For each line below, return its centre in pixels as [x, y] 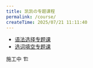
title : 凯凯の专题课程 [31, 11]
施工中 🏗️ [18, 59]
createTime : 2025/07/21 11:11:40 [47, 22]
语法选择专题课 [32, 40]
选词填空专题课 [32, 46]
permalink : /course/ [31, 17]
